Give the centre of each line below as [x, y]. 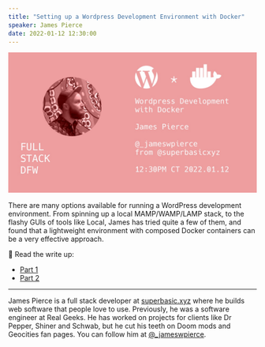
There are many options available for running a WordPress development [125, 205]
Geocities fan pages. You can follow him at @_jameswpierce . [107, 334]
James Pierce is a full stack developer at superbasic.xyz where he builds [127, 300]
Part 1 [29, 270]
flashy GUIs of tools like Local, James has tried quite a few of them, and [125, 222]
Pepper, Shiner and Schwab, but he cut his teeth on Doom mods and [119, 326]
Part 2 [30, 277]
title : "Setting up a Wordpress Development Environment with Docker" [127, 17]
